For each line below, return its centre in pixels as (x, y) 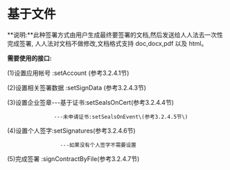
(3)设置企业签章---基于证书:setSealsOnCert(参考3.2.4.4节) (91, 102)
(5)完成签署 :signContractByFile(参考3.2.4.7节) (73, 159)
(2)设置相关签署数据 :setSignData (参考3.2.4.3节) (77, 87)
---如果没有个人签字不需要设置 (98, 145)
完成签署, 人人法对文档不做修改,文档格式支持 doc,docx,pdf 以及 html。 (107, 43)
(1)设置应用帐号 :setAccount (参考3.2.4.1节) (68, 73)
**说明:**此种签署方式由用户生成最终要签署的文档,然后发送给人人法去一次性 (115, 35)
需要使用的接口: (29, 58)
